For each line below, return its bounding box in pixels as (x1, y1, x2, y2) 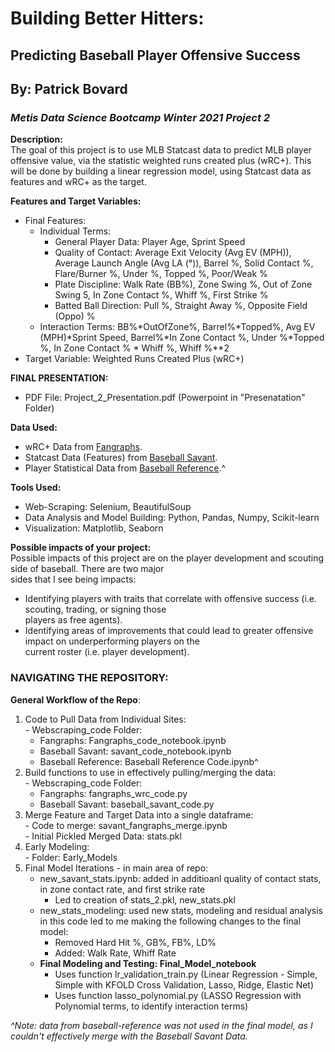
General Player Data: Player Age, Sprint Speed (54, 236, 246, 248)
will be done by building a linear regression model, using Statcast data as (10, 165, 312, 177)
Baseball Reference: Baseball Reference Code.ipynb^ (39, 755, 259, 767)
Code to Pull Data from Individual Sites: (24, 713, 187, 725)
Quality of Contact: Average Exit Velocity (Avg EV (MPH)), (54, 247, 292, 259)
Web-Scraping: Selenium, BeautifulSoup (24, 501, 192, 513)
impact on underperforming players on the (24, 635, 200, 647)
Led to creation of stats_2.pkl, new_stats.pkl (54, 893, 236, 906)
